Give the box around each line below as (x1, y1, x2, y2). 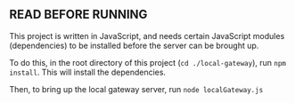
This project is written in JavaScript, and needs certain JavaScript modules (9, 30, 285, 41)
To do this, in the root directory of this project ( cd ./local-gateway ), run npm (9, 57, 287, 67)
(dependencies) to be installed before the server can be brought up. (9, 40, 259, 51)
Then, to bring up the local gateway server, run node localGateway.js (9, 83, 264, 94)
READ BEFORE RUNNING (9, 7, 148, 22)
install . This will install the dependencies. (9, 67, 167, 77)
